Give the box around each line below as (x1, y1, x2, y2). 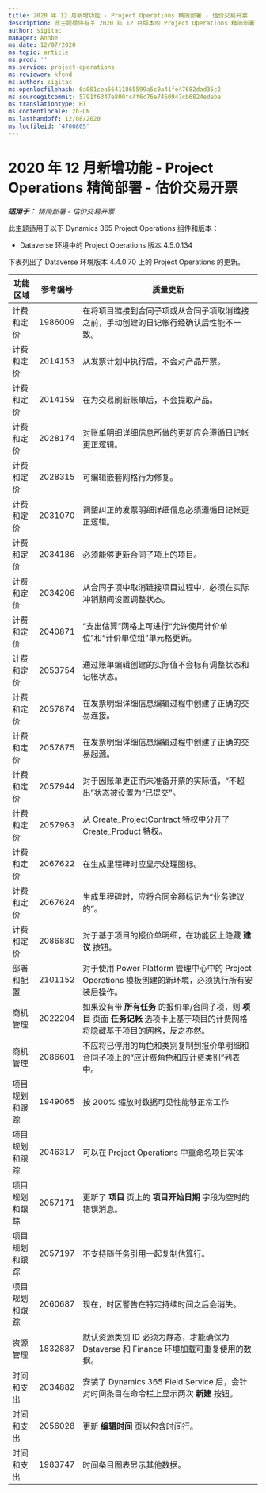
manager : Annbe (8, 33, 59, 42)
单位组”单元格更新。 (121, 632, 196, 643)
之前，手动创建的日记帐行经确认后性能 (82, 317, 226, 328)
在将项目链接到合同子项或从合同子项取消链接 (82, 305, 249, 316)
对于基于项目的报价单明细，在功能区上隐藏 (82, 930, 241, 941)
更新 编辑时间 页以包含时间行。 (82, 1421, 198, 1432)
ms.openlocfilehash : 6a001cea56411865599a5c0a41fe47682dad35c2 (8, 85, 222, 94)
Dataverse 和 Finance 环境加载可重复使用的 (82, 1343, 244, 1354)
